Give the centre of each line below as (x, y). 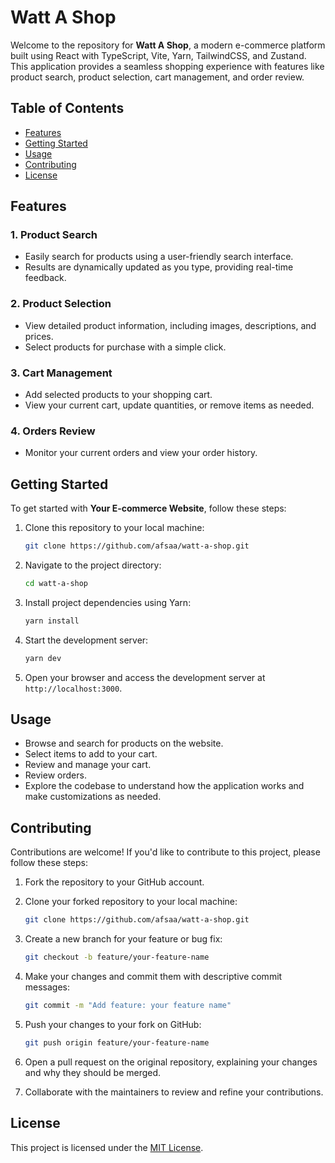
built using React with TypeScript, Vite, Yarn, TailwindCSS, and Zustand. (158, 55)
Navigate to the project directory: (93, 565)
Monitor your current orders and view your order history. (141, 453)
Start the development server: (86, 640)
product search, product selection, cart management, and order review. (157, 77)
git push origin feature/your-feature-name (117, 1042)
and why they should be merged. (93, 1072)
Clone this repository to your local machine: (114, 528)
